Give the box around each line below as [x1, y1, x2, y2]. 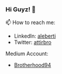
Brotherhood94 [13, 62, 51, 69]
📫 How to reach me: [5, 19, 56, 26]
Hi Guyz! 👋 [5, 5, 36, 14]
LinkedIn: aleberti [13, 32, 56, 40]
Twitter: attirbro [13, 39, 52, 46]
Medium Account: [5, 50, 49, 58]
